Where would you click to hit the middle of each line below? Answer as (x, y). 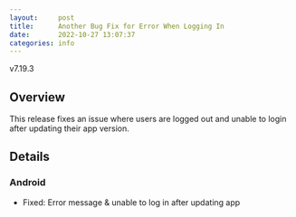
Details (29, 157)
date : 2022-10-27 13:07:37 (72, 34)
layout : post (42, 18)
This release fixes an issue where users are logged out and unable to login (148, 119)
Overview (38, 97)
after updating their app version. (69, 128)
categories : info (42, 43)
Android (28, 183)
